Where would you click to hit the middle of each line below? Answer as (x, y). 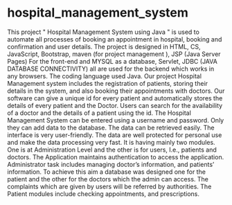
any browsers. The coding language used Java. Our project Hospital (105, 76)
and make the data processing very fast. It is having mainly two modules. (111, 142)
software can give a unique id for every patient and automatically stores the (115, 98)
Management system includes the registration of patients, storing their (108, 83)
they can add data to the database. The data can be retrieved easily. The (111, 127)
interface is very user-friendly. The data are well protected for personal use (115, 135)
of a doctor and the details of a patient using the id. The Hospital (99, 113)
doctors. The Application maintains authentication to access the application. (116, 157)
